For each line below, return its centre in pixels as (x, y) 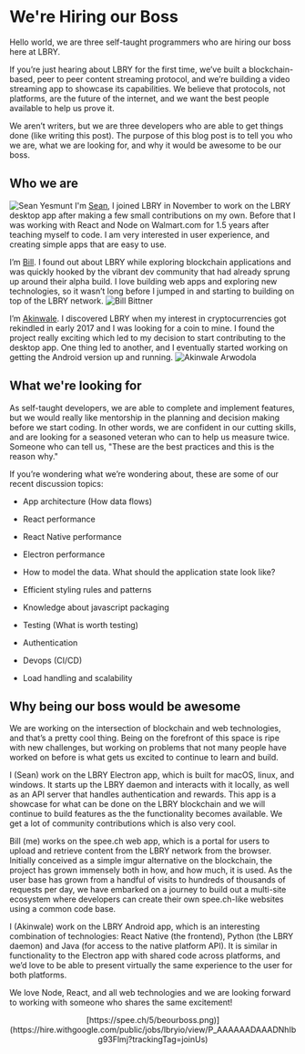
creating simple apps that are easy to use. (88, 244)
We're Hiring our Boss (94, 17)
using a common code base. (63, 909)
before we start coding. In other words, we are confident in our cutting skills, (153, 427)
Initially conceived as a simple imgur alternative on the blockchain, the (141, 861)
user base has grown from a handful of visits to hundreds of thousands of (148, 880)
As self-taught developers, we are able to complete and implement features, (152, 408)
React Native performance (72, 536)
